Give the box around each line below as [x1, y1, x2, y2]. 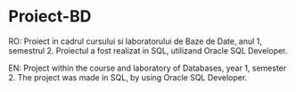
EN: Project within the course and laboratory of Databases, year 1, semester [8, 63, 287, 73]
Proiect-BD [8, 6, 92, 27]
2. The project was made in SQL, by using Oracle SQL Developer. [8, 71, 248, 82]
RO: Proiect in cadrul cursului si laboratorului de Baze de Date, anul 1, [8, 36, 262, 46]
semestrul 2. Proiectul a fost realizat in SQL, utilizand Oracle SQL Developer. [8, 45, 288, 55]
